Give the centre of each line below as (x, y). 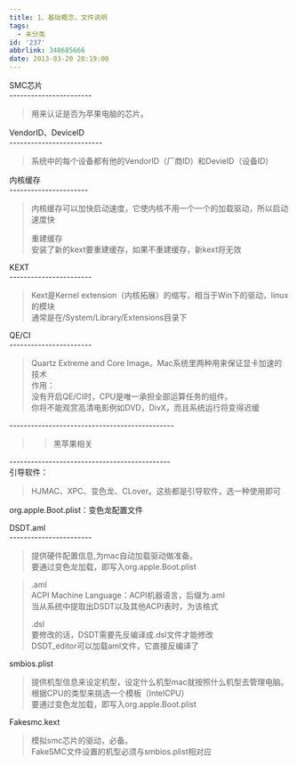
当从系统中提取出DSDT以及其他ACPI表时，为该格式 (124, 606)
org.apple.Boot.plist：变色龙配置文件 (76, 510)
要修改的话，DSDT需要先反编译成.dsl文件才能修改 (122, 635)
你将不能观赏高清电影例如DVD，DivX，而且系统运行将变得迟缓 (145, 407)
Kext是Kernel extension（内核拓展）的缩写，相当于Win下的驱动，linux (160, 295)
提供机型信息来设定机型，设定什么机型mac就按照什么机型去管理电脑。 (160, 682)
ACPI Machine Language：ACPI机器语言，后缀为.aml (128, 595)
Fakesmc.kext (35, 722)
